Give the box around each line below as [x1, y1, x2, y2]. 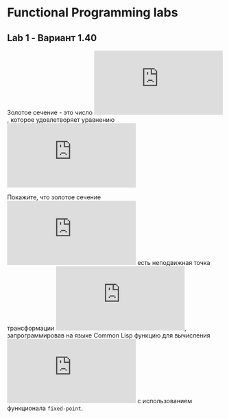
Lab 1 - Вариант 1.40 [7, 32, 97, 44]
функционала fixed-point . [7, 404, 84, 412]
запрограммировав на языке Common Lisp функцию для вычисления [7, 331, 210, 340]
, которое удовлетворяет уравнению [7, 116, 115, 124]
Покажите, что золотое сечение [7, 193, 101, 201]
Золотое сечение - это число [7, 108, 93, 116]
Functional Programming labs [7, 5, 178, 21]
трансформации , [7, 324, 186, 332]
